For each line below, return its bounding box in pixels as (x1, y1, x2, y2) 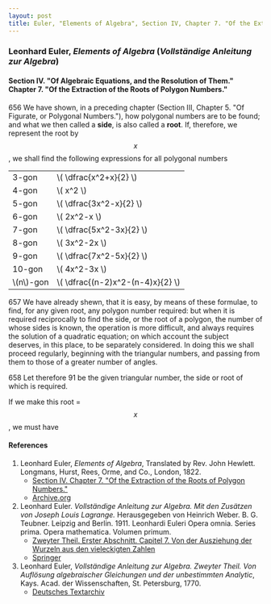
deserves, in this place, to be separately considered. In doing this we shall (8, 339, 254, 349)
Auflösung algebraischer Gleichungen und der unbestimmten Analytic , (19, 569, 256, 579)
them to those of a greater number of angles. (8, 356, 158, 367)
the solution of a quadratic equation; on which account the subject (8, 331, 229, 341)
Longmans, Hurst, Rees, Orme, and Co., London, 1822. (19, 467, 202, 477)
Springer (31, 552, 62, 562)
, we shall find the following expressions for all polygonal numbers (8, 153, 228, 163)
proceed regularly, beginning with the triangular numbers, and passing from (8, 348, 261, 358)
